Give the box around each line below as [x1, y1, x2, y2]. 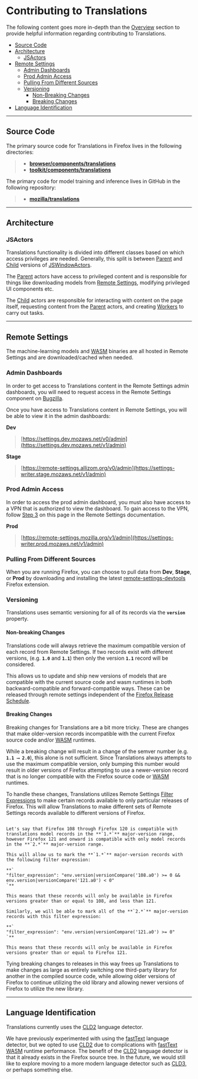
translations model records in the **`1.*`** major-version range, [6, 831, 176, 837]
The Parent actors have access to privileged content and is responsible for [6, 273, 187, 280]
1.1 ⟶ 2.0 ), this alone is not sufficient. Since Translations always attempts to [6, 754, 192, 761]
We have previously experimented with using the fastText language [6, 1035, 169, 1042]
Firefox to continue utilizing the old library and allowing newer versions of [6, 979, 184, 986]
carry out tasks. [6, 310, 44, 317]
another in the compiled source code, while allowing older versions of [6, 972, 176, 979]
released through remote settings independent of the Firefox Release [6, 691, 174, 698]
